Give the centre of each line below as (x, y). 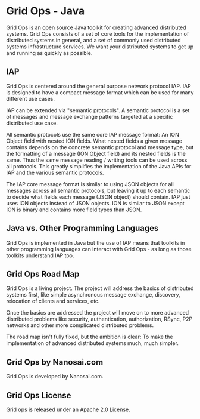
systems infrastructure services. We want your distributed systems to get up (100, 47)
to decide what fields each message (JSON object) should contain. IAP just (98, 197)
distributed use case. (32, 123)
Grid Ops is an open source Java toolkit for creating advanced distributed (96, 27)
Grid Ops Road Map (43, 274)
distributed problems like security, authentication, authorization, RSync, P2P (99, 319)
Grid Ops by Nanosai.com (55, 362)
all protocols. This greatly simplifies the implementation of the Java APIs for (99, 166)
